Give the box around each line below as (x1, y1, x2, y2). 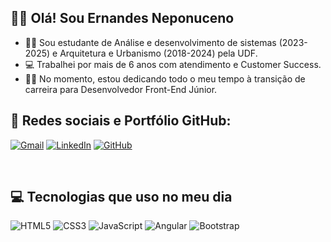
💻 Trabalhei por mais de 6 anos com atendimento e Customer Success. (24, 58, 322, 70)
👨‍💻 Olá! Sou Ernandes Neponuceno (10, 10, 235, 27)
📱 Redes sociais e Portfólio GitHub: (10, 112, 232, 130)
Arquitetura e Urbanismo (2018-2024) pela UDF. (59, 47, 258, 59)
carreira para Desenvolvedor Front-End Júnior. (24, 83, 218, 95)
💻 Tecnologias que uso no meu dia (10, 189, 233, 206)
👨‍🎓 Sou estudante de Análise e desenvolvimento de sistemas (24, 36, 277, 48)
